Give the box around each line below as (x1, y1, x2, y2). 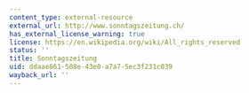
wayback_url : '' (9, 71, 69, 80)
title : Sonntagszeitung (9, 54, 98, 63)
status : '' (9, 46, 50, 55)
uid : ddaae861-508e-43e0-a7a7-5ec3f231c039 (9, 63, 173, 72)
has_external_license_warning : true (9, 29, 145, 38)
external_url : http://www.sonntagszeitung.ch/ (9, 21, 185, 30)
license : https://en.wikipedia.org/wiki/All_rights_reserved (9, 37, 241, 47)
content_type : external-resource (9, 12, 133, 22)
